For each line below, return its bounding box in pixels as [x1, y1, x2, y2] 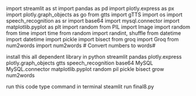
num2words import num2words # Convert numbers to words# [6, 42, 156, 49]
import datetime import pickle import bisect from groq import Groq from [6, 36, 179, 42]
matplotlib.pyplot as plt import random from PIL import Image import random [6, 23, 190, 30]
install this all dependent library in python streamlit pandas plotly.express [6, 54, 182, 60]
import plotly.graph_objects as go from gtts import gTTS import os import [6, 11, 183, 18]
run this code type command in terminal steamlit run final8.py [6, 83, 154, 90]
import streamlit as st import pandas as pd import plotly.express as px [6, 5, 174, 12]
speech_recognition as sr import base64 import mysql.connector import [6, 17, 180, 24]
